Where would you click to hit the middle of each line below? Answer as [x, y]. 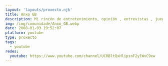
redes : [12, 51]
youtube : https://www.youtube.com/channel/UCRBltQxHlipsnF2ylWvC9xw [82, 56]
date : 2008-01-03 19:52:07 [33, 28]
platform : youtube [24, 33]
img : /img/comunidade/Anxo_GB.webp [42, 24]
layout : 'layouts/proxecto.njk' [39, 10]
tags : [11, 42]
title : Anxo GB [21, 14]
